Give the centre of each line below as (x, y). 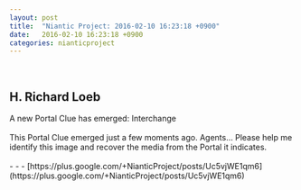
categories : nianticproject (62, 43)
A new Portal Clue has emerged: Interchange (93, 119)
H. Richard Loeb (55, 97)
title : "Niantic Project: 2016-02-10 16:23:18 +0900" (115, 26)
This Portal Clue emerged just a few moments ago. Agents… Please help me (151, 138)
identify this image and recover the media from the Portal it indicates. (138, 147)
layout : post (34, 18)
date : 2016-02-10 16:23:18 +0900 (76, 34)
